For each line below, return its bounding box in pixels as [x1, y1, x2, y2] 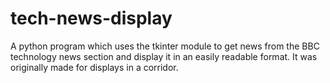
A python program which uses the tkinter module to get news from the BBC [10, 40, 320, 52]
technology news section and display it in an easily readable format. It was [10, 50, 318, 62]
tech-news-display [10, 7, 173, 30]
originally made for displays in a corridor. [10, 61, 179, 73]
